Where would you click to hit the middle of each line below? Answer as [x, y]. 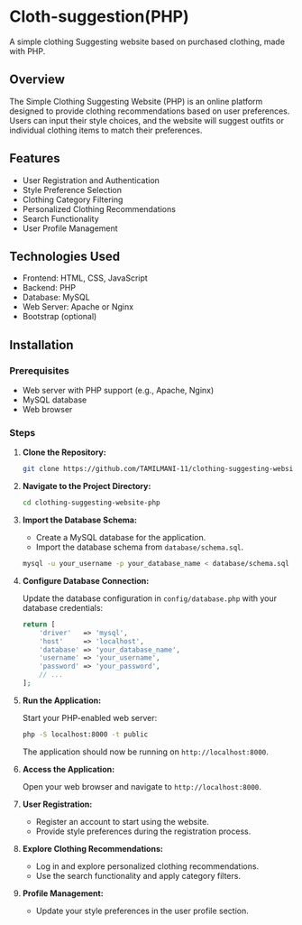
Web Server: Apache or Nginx [78, 307]
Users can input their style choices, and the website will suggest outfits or [146, 120]
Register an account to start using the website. [122, 821]
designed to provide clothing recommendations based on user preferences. [150, 111]
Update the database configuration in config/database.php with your [150, 598]
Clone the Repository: [64, 452]
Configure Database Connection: [86, 580]
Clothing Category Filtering [73, 199]
